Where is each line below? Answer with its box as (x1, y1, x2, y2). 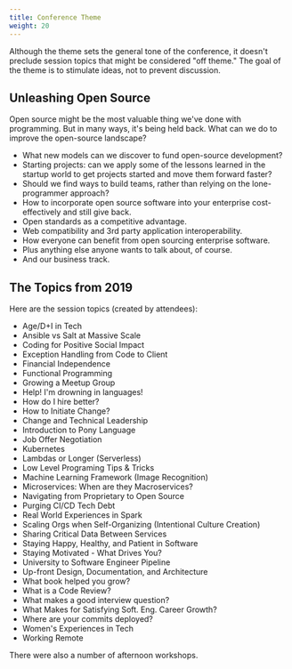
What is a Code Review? (21, 585, 111, 596)
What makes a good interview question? (21, 595, 170, 606)
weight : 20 (9, 21, 50, 30)
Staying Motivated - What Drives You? (21, 548, 162, 559)
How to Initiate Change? (21, 406, 110, 416)
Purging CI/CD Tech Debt (21, 500, 116, 512)
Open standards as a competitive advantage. (21, 216, 187, 227)
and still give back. (62, 206, 132, 218)
